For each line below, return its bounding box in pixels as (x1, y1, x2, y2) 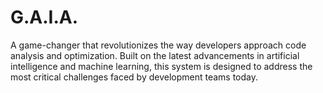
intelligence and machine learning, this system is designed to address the (10, 60, 313, 72)
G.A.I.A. (10, 6, 79, 29)
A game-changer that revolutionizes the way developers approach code (10, 39, 307, 51)
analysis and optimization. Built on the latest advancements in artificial (10, 49, 300, 61)
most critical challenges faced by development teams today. (10, 71, 259, 83)
